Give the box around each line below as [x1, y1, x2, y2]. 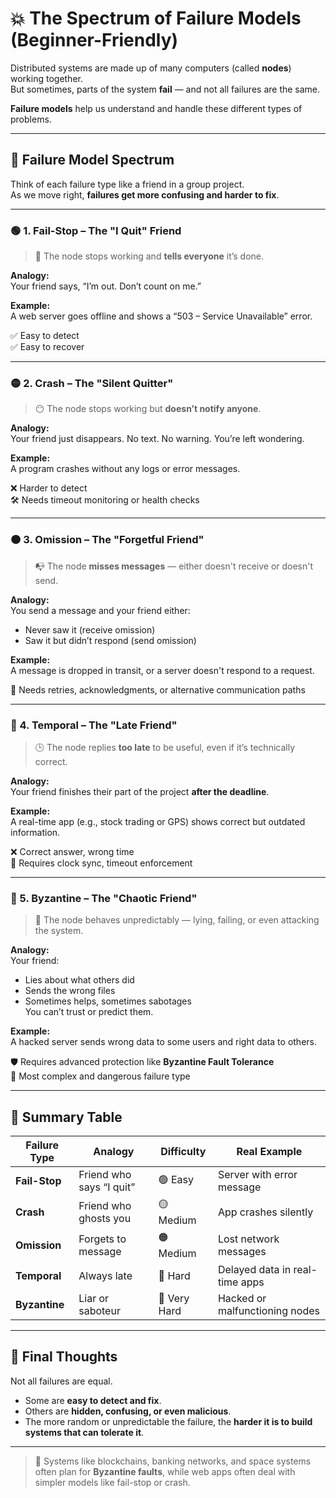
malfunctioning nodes [217, 1304, 320, 1318]
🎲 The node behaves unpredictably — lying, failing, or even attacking [34, 914, 320, 926]
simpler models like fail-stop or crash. [34, 1476, 191, 1488]
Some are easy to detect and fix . [24, 1394, 162, 1406]
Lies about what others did [24, 974, 135, 986]
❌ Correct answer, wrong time [10, 845, 135, 857]
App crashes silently [217, 1205, 314, 1219]
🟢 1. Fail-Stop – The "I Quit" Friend [10, 223, 182, 237]
